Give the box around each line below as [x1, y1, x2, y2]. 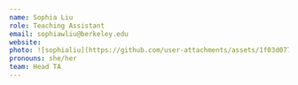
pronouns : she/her [9, 54, 77, 63]
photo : [9, 46, 34, 55]
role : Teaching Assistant [9, 21, 105, 30]
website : [9, 37, 42, 47]
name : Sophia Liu [9, 12, 74, 22]
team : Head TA [9, 63, 62, 72]
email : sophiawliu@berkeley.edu [9, 29, 129, 38]
